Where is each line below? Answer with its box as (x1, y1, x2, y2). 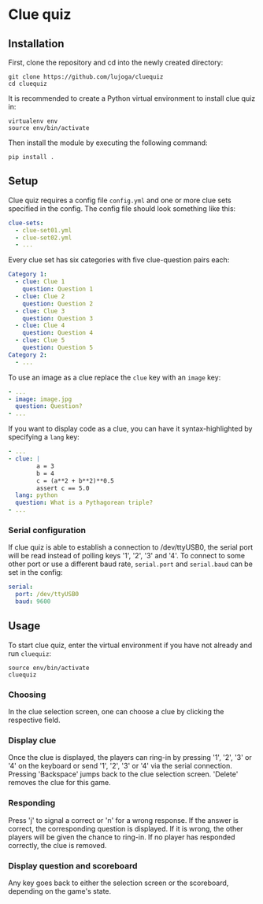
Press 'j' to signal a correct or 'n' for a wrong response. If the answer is (8, 815, 239, 824)
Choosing (8, 689, 46, 700)
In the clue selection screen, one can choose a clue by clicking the (8, 707, 224, 717)
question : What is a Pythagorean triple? (15, 498, 154, 507)
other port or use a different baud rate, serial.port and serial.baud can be (8, 559, 254, 569)
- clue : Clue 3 (15, 307, 65, 315)
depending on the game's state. (8, 886, 112, 895)
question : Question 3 (22, 314, 93, 322)
